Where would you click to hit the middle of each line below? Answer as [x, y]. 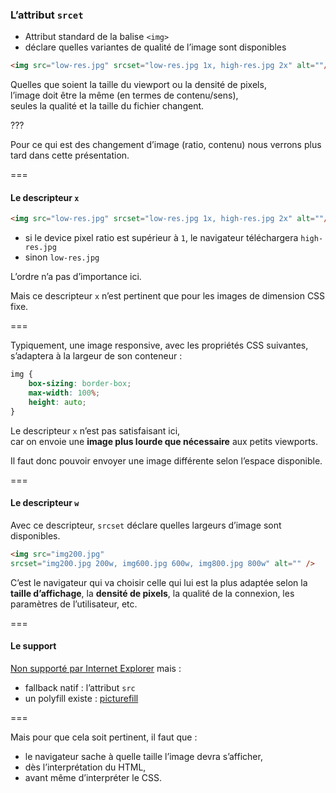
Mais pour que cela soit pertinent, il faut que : [104, 737]
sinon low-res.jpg [62, 257]
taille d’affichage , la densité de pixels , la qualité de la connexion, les [152, 593]
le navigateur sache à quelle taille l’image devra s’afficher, [143, 756]
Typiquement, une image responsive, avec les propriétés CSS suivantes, [159, 345]
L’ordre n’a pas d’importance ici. [76, 277]
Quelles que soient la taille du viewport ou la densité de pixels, [138, 85]
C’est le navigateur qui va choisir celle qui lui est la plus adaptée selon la [159, 582]
